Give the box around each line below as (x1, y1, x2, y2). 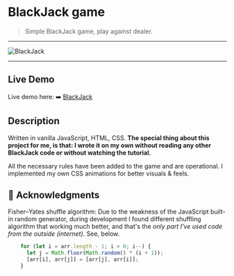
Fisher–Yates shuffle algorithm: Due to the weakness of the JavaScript (8, 207, 209, 216)
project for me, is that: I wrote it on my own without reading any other (8, 141, 212, 149)
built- (210, 207, 226, 216)
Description (8, 115, 60, 127)
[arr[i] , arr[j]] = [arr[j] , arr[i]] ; (26, 256, 139, 264)
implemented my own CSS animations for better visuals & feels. (8, 169, 190, 178)
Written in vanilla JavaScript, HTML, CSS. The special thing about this (8, 133, 210, 142)
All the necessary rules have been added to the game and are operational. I (8, 162, 223, 170)
